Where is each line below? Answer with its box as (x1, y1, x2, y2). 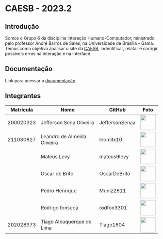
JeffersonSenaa (99, 119, 136, 126)
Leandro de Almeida (40, 133, 87, 140)
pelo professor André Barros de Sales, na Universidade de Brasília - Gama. (5, 40, 154, 46)
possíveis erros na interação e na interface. (5, 51, 92, 56)
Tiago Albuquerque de (40, 218, 92, 225)
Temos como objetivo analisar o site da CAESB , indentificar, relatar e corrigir (5, 46, 158, 51)
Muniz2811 (99, 187, 126, 194)
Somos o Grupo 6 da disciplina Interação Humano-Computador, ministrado (5, 35, 155, 41)
